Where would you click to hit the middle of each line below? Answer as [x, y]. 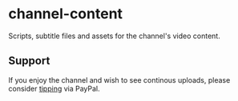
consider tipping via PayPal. [54, 88]
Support [29, 61]
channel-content [65, 14]
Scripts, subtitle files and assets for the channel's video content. [114, 36]
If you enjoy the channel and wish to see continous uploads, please [119, 80]
